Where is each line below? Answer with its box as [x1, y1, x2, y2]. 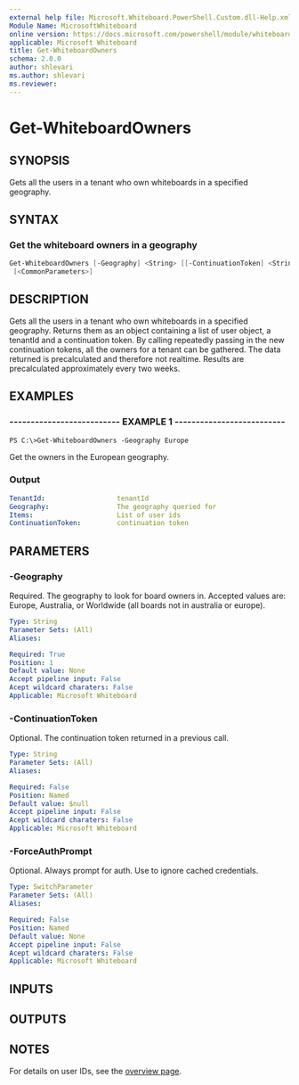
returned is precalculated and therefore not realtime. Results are [9, 353, 245, 364]
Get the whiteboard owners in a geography [9, 238, 198, 251]
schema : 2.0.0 [9, 54, 62, 63]
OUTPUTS [9, 1012, 67, 1027]
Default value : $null [9, 799, 90, 808]
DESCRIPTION [9, 292, 89, 308]
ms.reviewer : [9, 79, 58, 88]
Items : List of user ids [9, 510, 181, 520]
